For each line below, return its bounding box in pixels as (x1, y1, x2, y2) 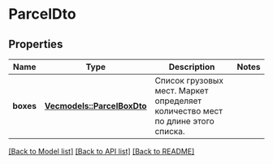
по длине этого (154, 115, 215, 127)
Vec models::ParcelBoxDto (44, 101, 148, 111)
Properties (8, 37, 63, 51)
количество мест (154, 106, 223, 116)
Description (168, 62, 215, 72)
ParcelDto (8, 5, 76, 24)
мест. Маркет (154, 85, 209, 96)
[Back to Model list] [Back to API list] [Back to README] (8, 147, 195, 156)
